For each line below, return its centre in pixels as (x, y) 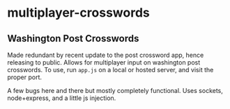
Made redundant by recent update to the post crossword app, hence (106, 55)
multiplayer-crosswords (78, 13)
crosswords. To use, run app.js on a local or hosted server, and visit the (110, 70)
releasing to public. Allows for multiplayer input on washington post (104, 62)
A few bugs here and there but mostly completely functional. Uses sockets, (115, 91)
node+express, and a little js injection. (62, 98)
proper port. (25, 77)
